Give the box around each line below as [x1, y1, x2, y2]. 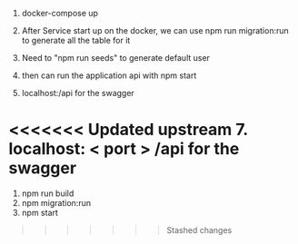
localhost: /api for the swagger [21, 88, 135, 98]
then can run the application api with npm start [21, 70, 197, 81]
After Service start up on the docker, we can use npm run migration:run [21, 25, 290, 35]
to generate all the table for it [21, 35, 131, 45]
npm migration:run [21, 197, 92, 208]
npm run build [21, 188, 74, 199]
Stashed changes [166, 224, 233, 235]
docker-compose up [21, 8, 99, 18]
